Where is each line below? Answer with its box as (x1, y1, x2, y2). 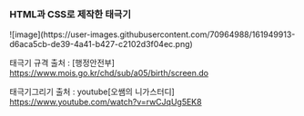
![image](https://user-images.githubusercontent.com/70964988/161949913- (9, 29, 296, 40)
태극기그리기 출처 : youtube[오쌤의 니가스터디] (9, 86, 175, 97)
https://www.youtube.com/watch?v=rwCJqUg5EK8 (9, 97, 202, 108)
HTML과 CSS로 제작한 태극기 (9, 7, 132, 20)
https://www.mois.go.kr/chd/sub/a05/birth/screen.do (9, 68, 209, 79)
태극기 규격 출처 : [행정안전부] (9, 57, 116, 69)
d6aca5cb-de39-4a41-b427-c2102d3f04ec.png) (9, 39, 193, 50)
